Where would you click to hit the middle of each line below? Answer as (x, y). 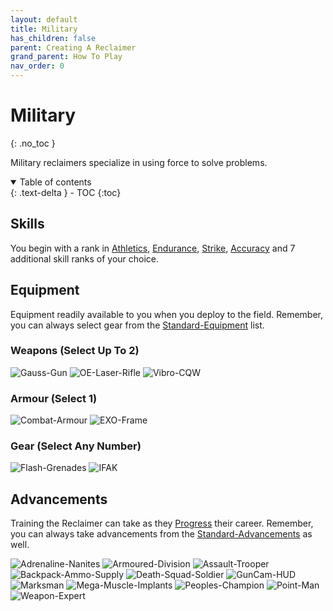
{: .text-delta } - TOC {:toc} (66, 192)
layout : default (44, 19)
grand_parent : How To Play (66, 57)
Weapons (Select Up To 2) (75, 351)
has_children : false (53, 38)
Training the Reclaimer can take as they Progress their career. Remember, (162, 523)
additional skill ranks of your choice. (85, 258)
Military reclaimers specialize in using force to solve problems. (139, 162)
